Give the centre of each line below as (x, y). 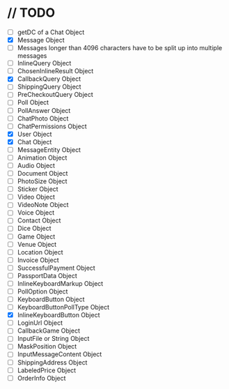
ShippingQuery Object (49, 87)
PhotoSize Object (42, 181)
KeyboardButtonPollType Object (63, 307)
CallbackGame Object (48, 331)
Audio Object (36, 165)
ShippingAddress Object (52, 362)
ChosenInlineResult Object (55, 71)
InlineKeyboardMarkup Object (60, 283)
